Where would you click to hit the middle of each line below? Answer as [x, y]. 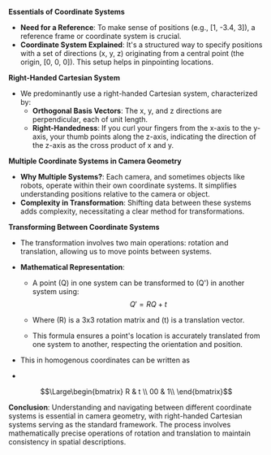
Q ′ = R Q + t [148, 304]
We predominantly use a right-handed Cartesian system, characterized [139, 93]
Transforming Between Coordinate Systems [84, 227]
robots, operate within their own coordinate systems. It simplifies [128, 185]
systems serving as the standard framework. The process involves [120, 425]
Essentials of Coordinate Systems [67, 12]
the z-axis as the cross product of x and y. [103, 145]
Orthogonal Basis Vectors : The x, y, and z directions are [127, 110]
